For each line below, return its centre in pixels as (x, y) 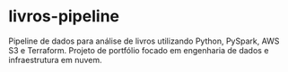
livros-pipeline (64, 16)
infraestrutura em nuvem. (55, 60)
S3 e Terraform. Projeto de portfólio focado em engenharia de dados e (139, 50)
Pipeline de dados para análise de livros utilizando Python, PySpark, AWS (144, 41)
